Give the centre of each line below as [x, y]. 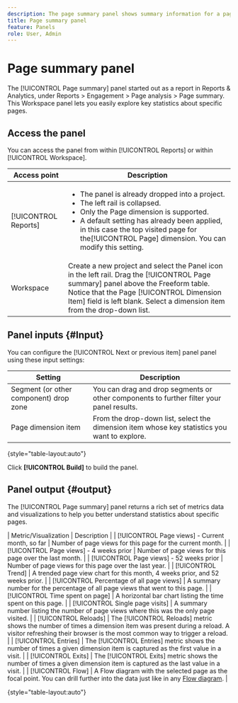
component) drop [40, 398]
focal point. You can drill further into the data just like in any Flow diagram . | [118, 678]
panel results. [115, 406]
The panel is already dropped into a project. [153, 194]
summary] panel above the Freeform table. [139, 284]
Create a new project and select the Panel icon [145, 266]
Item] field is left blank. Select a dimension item [146, 301]
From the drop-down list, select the [152, 418]
